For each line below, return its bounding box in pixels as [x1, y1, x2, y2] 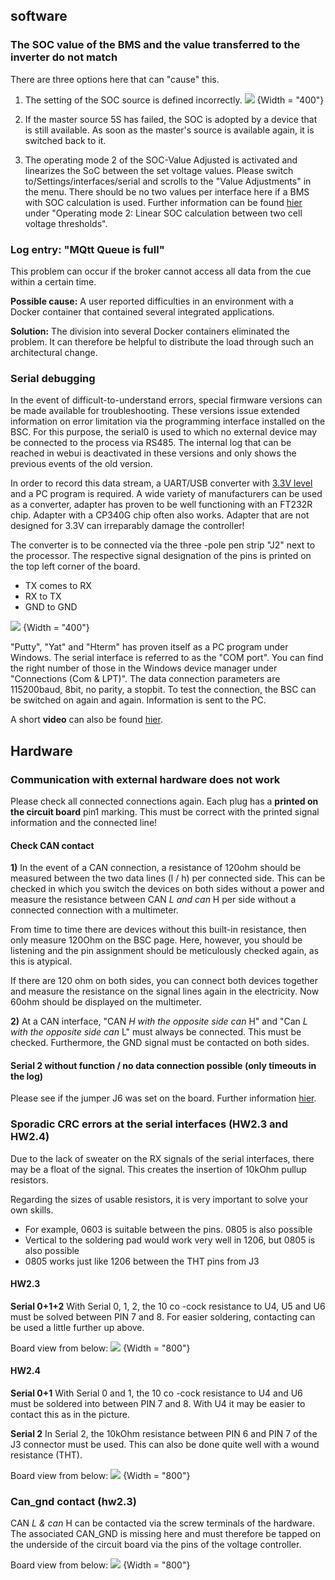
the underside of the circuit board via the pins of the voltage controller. [10, 1539, 302, 1551]
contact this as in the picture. [10, 1409, 131, 1421]
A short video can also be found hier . [10, 714, 163, 726]
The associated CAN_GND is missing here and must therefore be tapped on [10, 1528, 322, 1540]
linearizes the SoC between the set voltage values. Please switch [24, 164, 294, 176]
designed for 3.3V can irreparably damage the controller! [10, 520, 245, 532]
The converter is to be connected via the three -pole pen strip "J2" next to [10, 539, 316, 551]
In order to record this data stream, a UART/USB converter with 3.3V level [10, 477, 313, 489]
